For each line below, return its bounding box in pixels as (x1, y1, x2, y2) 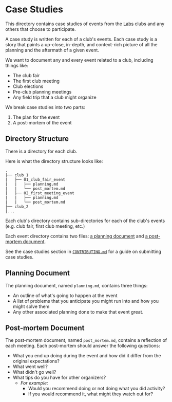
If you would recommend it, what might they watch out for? (28, 391, 153, 397)
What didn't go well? (12, 369, 56, 375)
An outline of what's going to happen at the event (12, 292, 118, 299)
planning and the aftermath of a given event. (5, 47, 99, 53)
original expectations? (12, 358, 60, 364)
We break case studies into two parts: (5, 104, 86, 110)
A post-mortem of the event (12, 119, 72, 125)
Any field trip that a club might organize (12, 94, 97, 100)
